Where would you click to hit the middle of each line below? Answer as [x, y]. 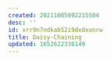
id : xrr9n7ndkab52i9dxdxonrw [55, 30]
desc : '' [22, 23]
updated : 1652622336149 [47, 44]
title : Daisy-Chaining [45, 37]
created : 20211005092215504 [54, 15]
